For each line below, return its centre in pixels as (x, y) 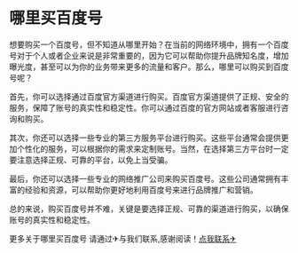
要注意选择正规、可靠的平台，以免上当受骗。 (91, 160)
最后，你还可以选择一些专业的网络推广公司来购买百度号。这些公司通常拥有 (145, 178)
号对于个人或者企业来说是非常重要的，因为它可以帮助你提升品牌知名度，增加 (149, 55)
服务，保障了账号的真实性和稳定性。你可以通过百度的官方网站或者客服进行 (145, 107)
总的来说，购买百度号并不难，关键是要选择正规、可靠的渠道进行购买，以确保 (149, 209)
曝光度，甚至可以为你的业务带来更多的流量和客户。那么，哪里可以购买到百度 (149, 67)
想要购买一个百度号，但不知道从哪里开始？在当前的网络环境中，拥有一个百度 (149, 44)
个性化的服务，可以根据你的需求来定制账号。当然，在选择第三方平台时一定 (153, 148)
